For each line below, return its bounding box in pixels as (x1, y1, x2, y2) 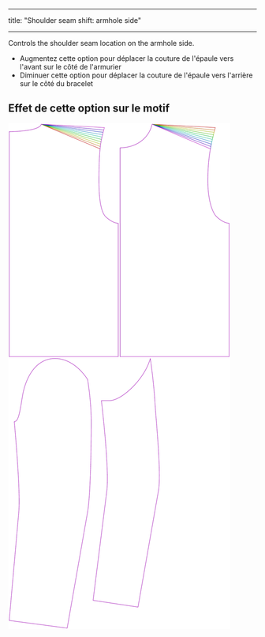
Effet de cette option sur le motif (8, 102, 170, 115)
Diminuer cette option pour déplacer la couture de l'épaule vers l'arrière (19, 70, 253, 80)
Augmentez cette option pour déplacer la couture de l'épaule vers (19, 54, 234, 63)
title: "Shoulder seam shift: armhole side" (8, 16, 142, 24)
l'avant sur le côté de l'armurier (19, 62, 122, 71)
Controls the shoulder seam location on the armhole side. (8, 39, 195, 47)
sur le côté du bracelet (19, 79, 93, 88)
